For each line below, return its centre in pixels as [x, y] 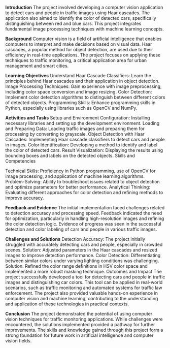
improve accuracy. [25, 198]
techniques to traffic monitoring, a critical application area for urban [76, 60]
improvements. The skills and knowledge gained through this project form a [84, 330]
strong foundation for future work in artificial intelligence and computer [79, 335]
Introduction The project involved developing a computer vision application [84, 7]
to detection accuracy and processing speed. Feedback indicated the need [84, 213]
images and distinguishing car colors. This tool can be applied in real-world [84, 282]
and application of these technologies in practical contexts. [67, 304]
